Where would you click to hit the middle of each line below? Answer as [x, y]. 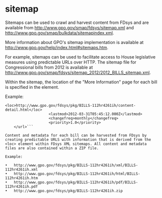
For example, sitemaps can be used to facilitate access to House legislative [80, 57]
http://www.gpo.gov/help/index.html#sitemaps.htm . [57, 47]
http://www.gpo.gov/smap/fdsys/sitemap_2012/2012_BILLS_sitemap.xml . [78, 72]
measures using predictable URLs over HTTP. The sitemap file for [71, 62]
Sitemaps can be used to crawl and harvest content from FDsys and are [77, 22]
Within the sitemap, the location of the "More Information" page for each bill [81, 82]
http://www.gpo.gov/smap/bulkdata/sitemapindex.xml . [60, 33]
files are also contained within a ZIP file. [52, 148]
